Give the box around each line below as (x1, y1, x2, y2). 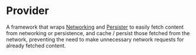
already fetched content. (6, 42, 66, 49)
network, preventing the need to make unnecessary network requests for (6, 36, 184, 43)
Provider (6, 4, 49, 18)
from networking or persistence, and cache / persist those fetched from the (6, 29, 190, 36)
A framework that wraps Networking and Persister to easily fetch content (6, 23, 184, 30)
